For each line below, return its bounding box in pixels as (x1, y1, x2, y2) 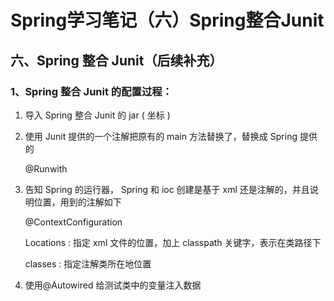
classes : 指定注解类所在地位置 (24, 257, 152, 270)
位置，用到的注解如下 (33, 196, 122, 208)
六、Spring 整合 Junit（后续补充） (10, 52, 223, 69)
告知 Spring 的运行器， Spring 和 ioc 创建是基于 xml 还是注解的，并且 (24, 183, 310, 195)
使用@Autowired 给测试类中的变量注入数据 (24, 279, 202, 291)
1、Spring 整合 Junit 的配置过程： (10, 84, 173, 98)
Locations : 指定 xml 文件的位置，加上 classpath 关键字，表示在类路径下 (24, 236, 322, 248)
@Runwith (24, 162, 68, 175)
